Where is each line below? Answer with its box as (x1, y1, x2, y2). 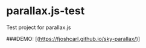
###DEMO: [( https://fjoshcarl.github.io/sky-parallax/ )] (6, 35, 141, 42)
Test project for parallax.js (6, 24, 71, 31)
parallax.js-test (6, 4, 85, 18)
